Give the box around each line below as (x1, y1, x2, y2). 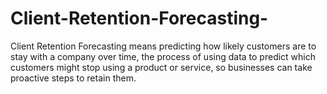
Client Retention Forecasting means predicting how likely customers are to (10, 40, 317, 52)
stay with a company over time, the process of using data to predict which (10, 50, 317, 62)
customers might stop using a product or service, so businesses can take (10, 61, 313, 73)
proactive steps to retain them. (10, 72, 137, 84)
